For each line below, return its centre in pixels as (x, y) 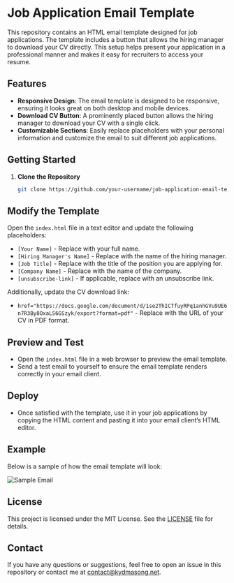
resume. (19, 61)
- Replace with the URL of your (179, 313)
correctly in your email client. (59, 374)
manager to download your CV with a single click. (89, 123)
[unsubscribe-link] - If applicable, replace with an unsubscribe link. (116, 279)
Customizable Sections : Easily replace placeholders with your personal (121, 130)
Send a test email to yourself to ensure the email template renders (112, 367)
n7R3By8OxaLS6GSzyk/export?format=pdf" (75, 313)
